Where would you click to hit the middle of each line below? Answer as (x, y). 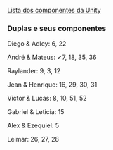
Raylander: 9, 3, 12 (34, 71)
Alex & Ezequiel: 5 (33, 125)
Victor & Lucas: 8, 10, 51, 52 (47, 99)
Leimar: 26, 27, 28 (33, 139)
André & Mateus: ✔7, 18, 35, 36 (52, 57)
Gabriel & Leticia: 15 (36, 112)
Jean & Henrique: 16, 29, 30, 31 (52, 85)
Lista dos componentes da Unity (54, 10)
